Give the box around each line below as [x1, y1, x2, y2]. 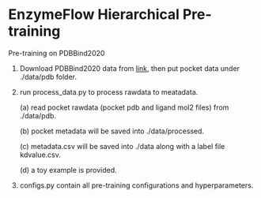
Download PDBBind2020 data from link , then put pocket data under [19, 63, 240, 73]
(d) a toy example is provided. [19, 165, 117, 174]
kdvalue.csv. [19, 150, 62, 159]
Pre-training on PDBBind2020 [8, 48, 105, 58]
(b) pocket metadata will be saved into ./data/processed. [19, 126, 204, 136]
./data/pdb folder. [19, 72, 78, 81]
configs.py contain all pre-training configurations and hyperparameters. [19, 180, 254, 190]
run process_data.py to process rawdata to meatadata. [19, 87, 199, 96]
